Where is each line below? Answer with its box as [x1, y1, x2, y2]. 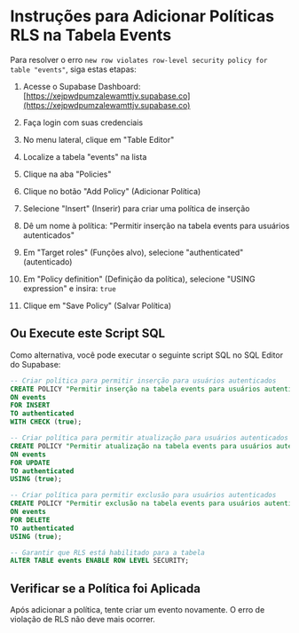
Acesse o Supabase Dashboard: [22, 81, 141, 91]
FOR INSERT [10, 401, 51, 410]
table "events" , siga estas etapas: [10, 64, 137, 75]
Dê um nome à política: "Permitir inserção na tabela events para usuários [22, 220, 290, 231]
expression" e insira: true [22, 282, 116, 294]
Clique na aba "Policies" [22, 169, 112, 179]
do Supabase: [10, 359, 61, 369]
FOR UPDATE [10, 458, 51, 467]
